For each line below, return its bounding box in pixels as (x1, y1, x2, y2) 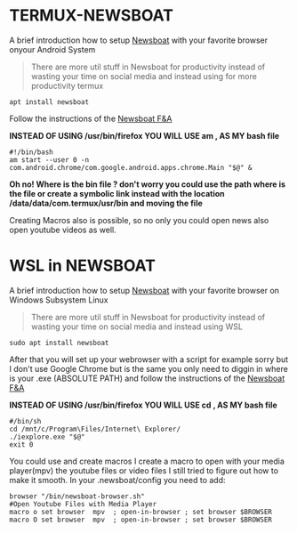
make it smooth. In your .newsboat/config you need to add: (9, 474, 226, 485)
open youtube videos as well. (9, 224, 117, 235)
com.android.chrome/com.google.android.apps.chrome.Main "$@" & (9, 163, 253, 172)
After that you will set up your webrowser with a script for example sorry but (9, 353, 289, 365)
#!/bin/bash (9, 148, 53, 157)
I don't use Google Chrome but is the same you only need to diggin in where (9, 363, 289, 374)
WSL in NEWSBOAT (9, 255, 156, 276)
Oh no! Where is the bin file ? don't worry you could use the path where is (9, 179, 286, 190)
